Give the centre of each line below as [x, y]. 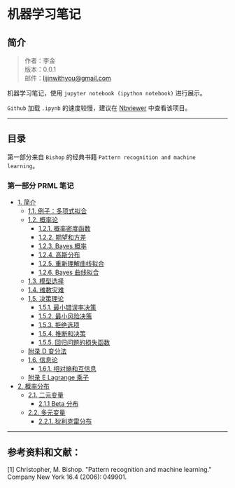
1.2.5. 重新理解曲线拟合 [71, 264]
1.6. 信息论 [43, 360]
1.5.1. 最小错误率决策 [67, 307]
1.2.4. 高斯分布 [59, 255]
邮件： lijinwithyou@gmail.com [68, 78]
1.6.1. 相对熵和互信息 [67, 369]
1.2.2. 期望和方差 [62, 237]
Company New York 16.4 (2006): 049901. [67, 477]
